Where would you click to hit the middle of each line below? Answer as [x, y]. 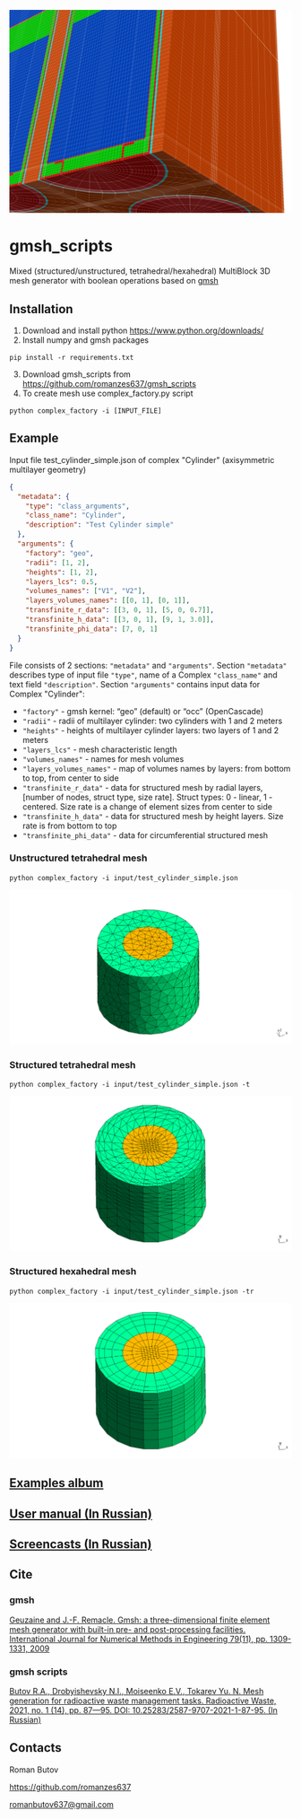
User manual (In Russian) [81, 1513]
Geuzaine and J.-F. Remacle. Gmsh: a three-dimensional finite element [140, 1620]
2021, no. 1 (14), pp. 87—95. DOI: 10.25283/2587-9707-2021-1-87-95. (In [143, 1710]
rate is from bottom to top [69, 826]
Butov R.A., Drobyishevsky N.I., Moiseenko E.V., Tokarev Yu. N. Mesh [137, 1691]
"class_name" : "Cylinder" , [76, 516]
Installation [41, 309]
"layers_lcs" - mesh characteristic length [99, 749]
